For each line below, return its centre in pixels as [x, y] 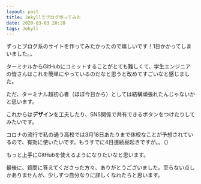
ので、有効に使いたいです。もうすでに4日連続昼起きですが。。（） [91, 142]
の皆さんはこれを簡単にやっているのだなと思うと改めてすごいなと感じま [95, 74]
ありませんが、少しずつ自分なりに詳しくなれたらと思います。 [87, 175]
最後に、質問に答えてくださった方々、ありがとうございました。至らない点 [98, 168]
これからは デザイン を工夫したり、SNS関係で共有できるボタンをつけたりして [101, 114]
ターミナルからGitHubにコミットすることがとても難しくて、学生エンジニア [98, 67]
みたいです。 [22, 122]
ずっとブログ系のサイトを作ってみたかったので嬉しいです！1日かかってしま [99, 46]
